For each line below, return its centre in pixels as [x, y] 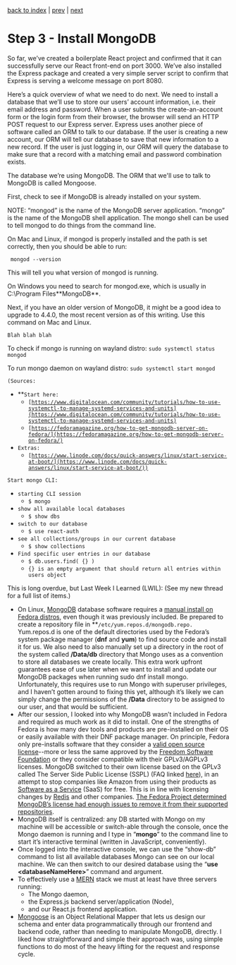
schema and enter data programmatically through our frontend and [115, 924]
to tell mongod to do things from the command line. [82, 225]
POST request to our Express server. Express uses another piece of [105, 124]
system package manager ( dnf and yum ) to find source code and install [122, 639]
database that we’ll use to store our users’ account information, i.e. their [112, 102]
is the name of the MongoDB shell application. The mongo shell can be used [118, 217]
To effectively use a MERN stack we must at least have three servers [117, 879]
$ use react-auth [54, 531]
